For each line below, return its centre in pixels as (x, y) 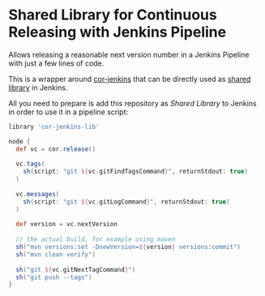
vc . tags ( (30, 164)
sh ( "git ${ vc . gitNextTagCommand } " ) (76, 269)
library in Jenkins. (38, 88)
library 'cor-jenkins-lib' (54, 127)
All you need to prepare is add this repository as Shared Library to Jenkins (132, 103)
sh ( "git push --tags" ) (54, 277)
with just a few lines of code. (56, 63)
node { (19, 141)
